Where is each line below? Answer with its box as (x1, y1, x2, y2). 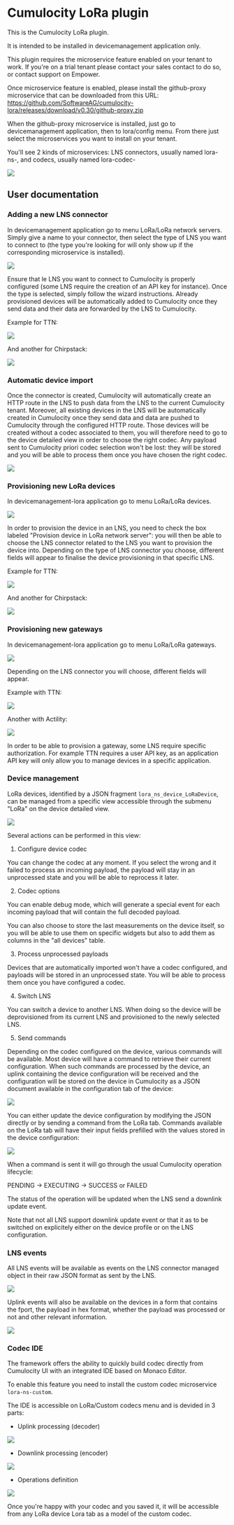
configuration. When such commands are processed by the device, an (7, 1062, 210, 1070)
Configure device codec (17, 845, 87, 853)
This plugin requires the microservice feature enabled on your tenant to (7, 55, 213, 64)
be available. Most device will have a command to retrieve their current (7, 1055, 212, 1063)
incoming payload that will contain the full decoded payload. (7, 908, 181, 916)
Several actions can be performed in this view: (7, 831, 141, 839)
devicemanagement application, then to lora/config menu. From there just (7, 127, 219, 135)
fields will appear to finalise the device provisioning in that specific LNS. (7, 554, 214, 562)
